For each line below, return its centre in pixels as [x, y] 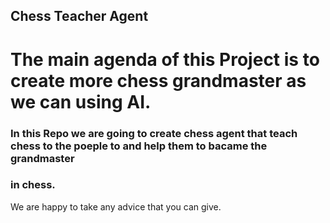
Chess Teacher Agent [79, 16]
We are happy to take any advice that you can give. [116, 206]
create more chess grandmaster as [158, 80]
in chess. [33, 185]
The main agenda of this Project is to [165, 59]
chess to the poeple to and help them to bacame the [139, 146]
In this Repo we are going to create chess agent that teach [154, 133]
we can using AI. [81, 101]
